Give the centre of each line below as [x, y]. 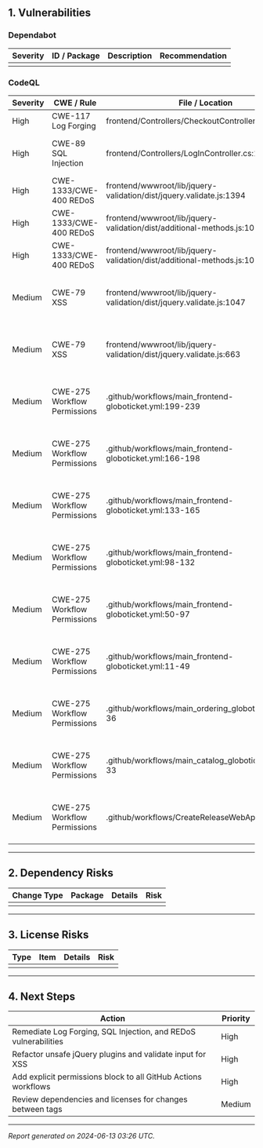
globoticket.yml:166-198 [153, 458]
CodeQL [24, 82]
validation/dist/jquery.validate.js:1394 [176, 195]
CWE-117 [71, 115]
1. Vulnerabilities [50, 13]
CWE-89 [69, 143]
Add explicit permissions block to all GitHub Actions [107, 1077]
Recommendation [193, 56]
